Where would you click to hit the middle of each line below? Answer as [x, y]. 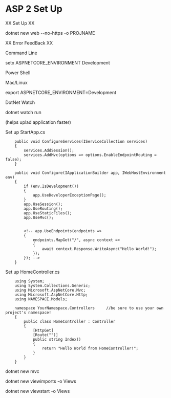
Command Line [21, 53]
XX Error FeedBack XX [29, 43]
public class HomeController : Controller [70, 321]
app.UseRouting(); [43, 208]
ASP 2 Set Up [34, 9]
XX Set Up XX [20, 23]
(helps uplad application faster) [38, 122]
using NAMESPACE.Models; [41, 299]
